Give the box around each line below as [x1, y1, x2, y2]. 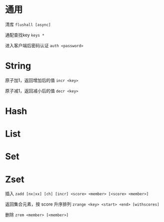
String [5, 60, 31, 72]
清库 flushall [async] [5, 21, 51, 27]
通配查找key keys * [5, 32, 45, 38]
